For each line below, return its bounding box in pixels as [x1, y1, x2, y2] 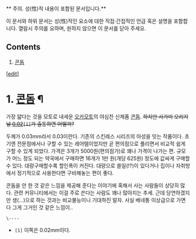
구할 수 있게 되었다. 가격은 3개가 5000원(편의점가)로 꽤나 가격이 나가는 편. [6, 147, 176, 154]
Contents [6, 42, 41, 52]
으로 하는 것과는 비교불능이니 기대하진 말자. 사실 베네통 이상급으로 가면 [25, 196, 186, 203]
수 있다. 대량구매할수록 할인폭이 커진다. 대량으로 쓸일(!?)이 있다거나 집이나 [6, 162, 175, 169]
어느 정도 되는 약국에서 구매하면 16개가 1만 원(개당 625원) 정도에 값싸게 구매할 [12, 155, 190, 162]
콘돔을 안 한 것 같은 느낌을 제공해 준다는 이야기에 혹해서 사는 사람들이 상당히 [6, 182, 180, 189]
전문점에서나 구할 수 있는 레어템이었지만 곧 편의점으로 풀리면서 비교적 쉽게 [16, 140, 186, 147]
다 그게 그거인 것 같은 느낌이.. [6, 204, 73, 211]
